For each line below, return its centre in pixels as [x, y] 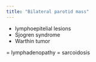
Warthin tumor [32, 41]
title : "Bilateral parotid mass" [48, 12]
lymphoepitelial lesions [43, 28]
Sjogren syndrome [38, 35]
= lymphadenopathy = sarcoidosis [48, 52]
